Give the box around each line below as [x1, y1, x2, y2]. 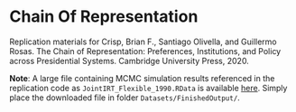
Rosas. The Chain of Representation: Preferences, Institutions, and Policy [9, 45, 282, 56]
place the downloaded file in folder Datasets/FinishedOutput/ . [9, 92, 241, 103]
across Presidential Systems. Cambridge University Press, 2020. [9, 55, 250, 66]
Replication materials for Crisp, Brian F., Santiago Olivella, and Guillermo [9, 36, 277, 47]
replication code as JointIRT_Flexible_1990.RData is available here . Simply [9, 82, 288, 93]
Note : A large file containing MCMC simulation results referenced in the [9, 72, 275, 83]
